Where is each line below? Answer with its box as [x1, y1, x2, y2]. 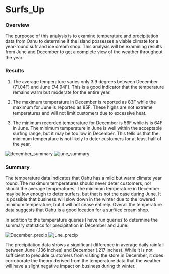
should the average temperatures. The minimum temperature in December [5, 186, 160, 192]
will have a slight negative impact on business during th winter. [5, 263, 136, 269]
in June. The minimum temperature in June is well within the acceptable [12, 125, 162, 131]
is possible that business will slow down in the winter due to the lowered [5, 196, 155, 202]
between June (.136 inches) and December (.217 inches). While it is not [5, 247, 153, 253]
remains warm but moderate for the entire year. [12, 89, 111, 95]
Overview [5, 22, 30, 29]
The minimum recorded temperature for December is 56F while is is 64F [12, 120, 163, 126]
